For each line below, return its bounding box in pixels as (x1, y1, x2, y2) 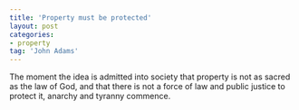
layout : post (9, 22, 59, 31)
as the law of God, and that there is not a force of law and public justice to (9, 81, 285, 92)
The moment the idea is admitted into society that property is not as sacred (9, 71, 291, 82)
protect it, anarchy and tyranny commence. (9, 91, 171, 102)
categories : (9, 30, 54, 39)
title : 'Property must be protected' (9, 13, 152, 23)
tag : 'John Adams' (9, 47, 79, 56)
